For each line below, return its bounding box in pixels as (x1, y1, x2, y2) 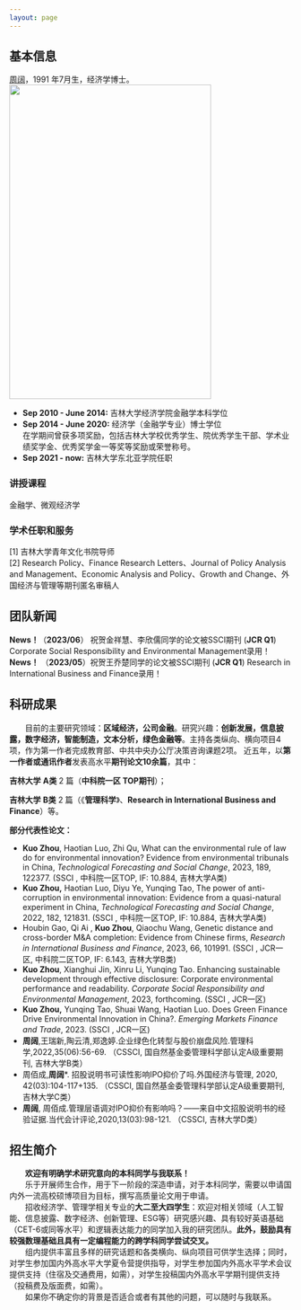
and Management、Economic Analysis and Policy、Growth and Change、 (9, 569, 282, 580)
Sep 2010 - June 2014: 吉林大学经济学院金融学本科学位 (21, 408, 228, 419)
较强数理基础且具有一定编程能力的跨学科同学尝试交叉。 (9, 1235, 213, 1246)
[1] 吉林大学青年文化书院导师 (9, 546, 115, 557)
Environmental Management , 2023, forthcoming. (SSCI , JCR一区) (21, 994, 267, 1005)
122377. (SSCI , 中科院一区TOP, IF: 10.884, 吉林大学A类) (21, 872, 228, 883)
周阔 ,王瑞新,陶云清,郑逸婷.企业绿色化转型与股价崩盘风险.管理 (21, 1035, 246, 1046)
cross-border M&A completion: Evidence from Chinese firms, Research (21, 932, 286, 943)
